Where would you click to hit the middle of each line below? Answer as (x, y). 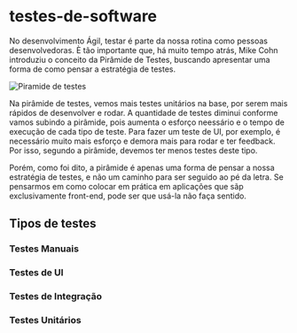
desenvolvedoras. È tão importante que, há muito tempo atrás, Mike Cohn (144, 50)
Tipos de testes (53, 224)
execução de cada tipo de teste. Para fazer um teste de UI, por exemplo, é (145, 131)
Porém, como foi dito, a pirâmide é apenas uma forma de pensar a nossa (142, 167)
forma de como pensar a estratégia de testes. (92, 69)
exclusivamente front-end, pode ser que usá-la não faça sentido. (128, 196)
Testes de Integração (56, 297)
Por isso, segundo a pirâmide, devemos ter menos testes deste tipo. (133, 150)
